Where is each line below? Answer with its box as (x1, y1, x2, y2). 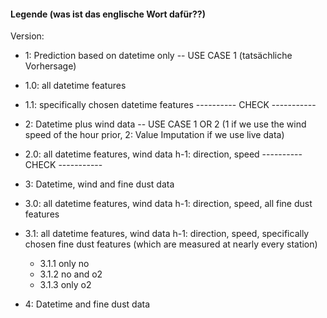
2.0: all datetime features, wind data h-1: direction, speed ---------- (24, 148, 303, 160)
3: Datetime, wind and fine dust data (24, 178, 175, 190)
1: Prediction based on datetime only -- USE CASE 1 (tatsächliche (24, 50, 293, 62)
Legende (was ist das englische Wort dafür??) (10, 8, 206, 20)
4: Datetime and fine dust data (24, 298, 151, 310)
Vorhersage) (24, 60, 77, 72)
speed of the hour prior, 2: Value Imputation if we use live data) (24, 129, 285, 141)
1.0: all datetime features (24, 80, 127, 92)
